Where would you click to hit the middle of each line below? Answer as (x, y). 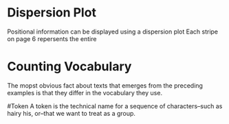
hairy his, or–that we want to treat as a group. (72, 113)
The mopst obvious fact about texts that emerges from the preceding (105, 85)
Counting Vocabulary (69, 67)
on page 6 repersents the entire (52, 38)
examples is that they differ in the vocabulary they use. (85, 92)
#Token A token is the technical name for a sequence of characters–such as (115, 106)
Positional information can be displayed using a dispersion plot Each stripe (113, 32)
